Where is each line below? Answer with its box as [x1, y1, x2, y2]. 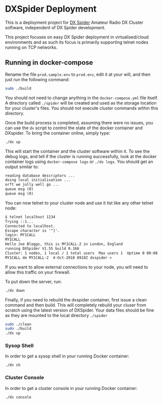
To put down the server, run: [5, 279, 62, 284]
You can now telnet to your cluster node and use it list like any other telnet [5, 200, 154, 206]
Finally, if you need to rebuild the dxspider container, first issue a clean [5, 297, 147, 302]
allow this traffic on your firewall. [5, 269, 71, 275]
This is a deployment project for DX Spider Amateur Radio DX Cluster [5, 19, 144, 25]
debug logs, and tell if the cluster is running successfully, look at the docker [5, 153, 157, 159]
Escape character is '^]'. [5, 228, 60, 233]
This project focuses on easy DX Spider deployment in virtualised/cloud [5, 34, 149, 40]
